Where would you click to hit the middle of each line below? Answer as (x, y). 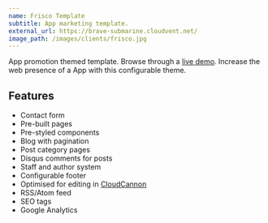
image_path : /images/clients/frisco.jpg (78, 39)
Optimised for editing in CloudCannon (83, 184)
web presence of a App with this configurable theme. (97, 71)
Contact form (42, 115)
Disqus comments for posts (66, 158)
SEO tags (36, 202)
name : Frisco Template (47, 16)
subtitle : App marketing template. (69, 24)
